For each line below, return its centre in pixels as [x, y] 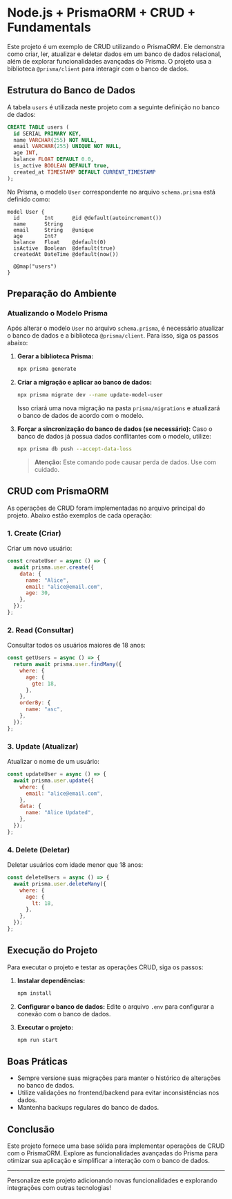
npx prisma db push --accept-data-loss [75, 449]
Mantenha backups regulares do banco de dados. [88, 1108]
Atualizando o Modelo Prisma [58, 313]
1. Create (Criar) [34, 533]
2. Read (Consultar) [41, 630]
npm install [34, 993]
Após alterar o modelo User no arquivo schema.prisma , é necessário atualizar [116, 328]
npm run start [37, 1040]
